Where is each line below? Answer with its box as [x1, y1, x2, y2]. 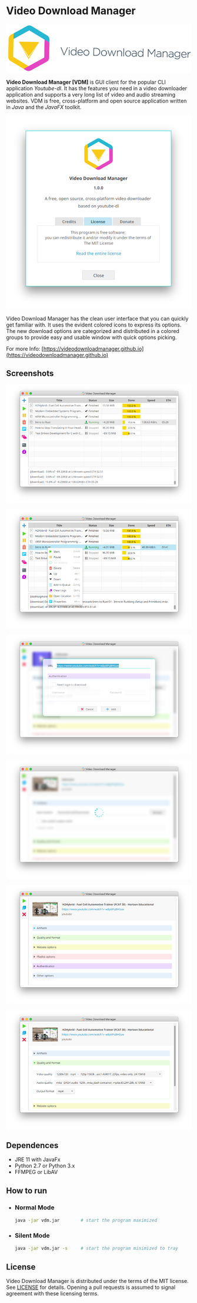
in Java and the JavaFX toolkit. [6, 103, 82, 110]
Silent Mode [14, 1231, 50, 1239]
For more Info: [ [6, 345, 44, 352]
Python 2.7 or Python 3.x [14, 1162, 75, 1169]
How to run [6, 1186, 48, 1196]
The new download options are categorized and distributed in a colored [6, 327, 179, 334]
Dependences [6, 1140, 59, 1150]
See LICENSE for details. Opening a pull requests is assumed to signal [6, 1284, 176, 1291]
